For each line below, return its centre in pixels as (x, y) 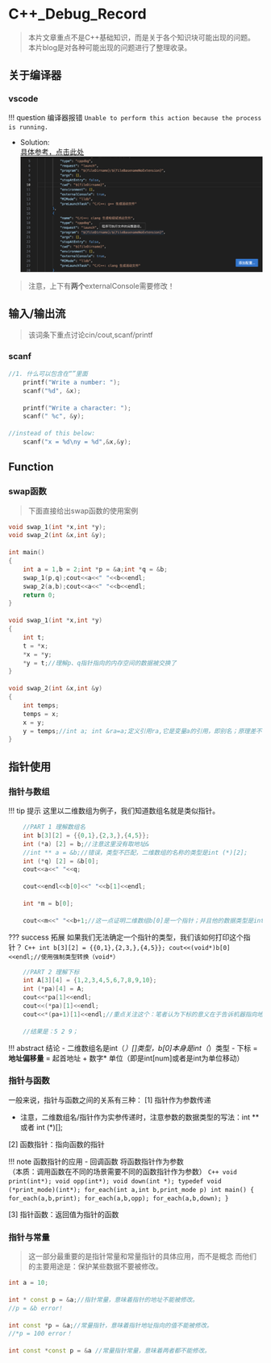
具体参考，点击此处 (52, 152)
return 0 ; (40, 595)
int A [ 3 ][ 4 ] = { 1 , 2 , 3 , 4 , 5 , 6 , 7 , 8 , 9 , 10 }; (90, 981)
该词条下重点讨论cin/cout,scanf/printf (90, 335)
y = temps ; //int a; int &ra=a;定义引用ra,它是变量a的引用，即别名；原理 (136, 731)
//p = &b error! (35, 1308)
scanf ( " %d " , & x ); (52, 391)
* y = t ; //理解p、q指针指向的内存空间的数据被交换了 (100, 663)
